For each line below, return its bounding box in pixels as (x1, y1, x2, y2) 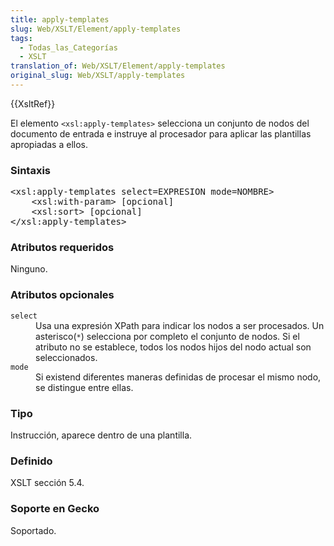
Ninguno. (10, 263, 48, 275)
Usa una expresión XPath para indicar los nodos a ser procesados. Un (35, 319, 325, 331)
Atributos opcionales (10, 288, 115, 302)
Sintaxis (10, 163, 51, 177)
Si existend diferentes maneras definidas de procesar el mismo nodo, (35, 371, 322, 383)
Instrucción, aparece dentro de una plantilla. (10, 429, 193, 441)
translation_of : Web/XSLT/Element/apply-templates (10, 61, 226, 71)
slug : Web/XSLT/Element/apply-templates (10, 24, 182, 34)
